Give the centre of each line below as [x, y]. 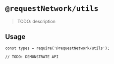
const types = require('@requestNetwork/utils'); [57, 48]
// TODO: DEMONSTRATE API [32, 57]
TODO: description [36, 21]
